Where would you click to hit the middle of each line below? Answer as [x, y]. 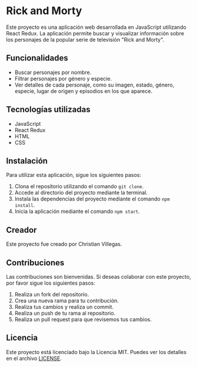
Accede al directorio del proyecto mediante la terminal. [81, 193]
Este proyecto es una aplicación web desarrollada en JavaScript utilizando [96, 27]
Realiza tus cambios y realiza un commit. [64, 307]
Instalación [27, 161]
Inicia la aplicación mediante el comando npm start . [77, 211]
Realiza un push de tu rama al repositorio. [65, 313]
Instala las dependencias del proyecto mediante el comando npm [92, 199]
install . [25, 205]
